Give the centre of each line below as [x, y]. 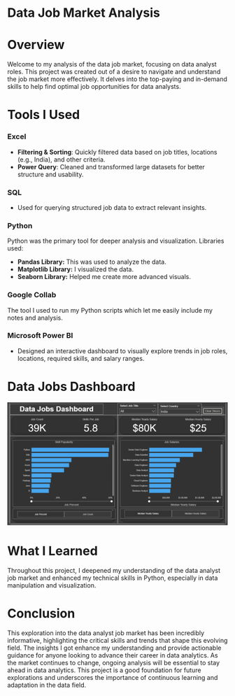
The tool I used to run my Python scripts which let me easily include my [110, 310]
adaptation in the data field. [47, 685]
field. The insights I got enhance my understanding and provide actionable [114, 648]
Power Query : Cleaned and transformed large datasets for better [111, 166]
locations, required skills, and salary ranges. [81, 358]
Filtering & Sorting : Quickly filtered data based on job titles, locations [117, 152]
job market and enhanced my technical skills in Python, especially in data [113, 578]
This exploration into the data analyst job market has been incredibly [106, 633]
